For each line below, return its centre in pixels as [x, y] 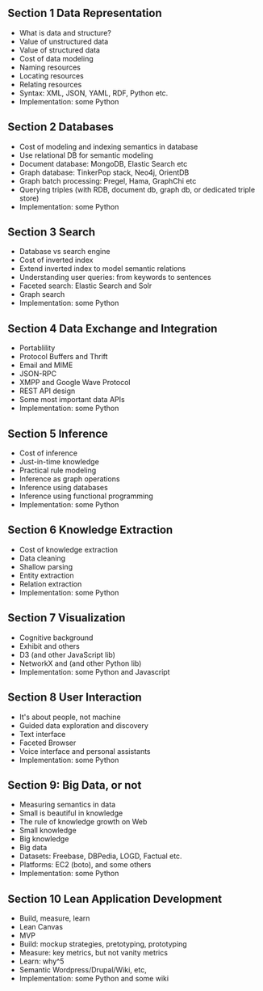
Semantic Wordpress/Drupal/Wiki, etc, [83, 970]
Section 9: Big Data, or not [75, 785]
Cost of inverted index [56, 260]
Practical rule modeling [58, 470]
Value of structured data [59, 50]
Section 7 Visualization [67, 618]
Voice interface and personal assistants [85, 751]
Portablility [37, 348]
